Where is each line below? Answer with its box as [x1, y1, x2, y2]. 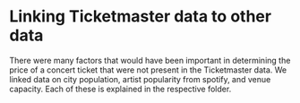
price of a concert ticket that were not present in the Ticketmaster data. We [9, 64, 287, 75]
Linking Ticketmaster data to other [9, 6, 271, 27]
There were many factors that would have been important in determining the [9, 55, 291, 65]
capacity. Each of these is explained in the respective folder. [9, 83, 232, 94]
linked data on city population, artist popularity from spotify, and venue [9, 73, 271, 84]
